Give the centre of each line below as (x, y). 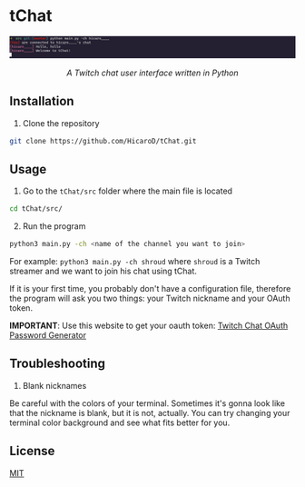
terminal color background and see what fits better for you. (120, 422)
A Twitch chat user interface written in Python (152, 73)
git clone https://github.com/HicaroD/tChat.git (103, 141)
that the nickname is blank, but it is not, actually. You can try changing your (150, 412)
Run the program (54, 226)
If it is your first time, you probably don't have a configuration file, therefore (150, 289)
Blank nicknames (54, 385)
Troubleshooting (58, 364)
